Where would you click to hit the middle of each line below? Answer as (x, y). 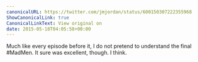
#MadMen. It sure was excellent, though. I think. (67, 53)
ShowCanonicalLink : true (38, 18)
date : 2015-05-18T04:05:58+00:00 (49, 29)
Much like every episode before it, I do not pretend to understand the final (99, 46)
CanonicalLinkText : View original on (54, 23)
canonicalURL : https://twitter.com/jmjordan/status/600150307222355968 (99, 12)
